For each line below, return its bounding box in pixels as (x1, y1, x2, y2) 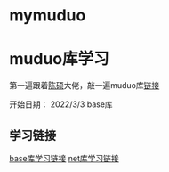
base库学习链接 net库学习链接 (9, 152, 120, 163)
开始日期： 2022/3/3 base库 (9, 99, 113, 110)
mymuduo (9, 5, 86, 26)
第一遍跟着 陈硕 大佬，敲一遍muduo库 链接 (9, 80, 160, 91)
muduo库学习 (9, 49, 109, 70)
